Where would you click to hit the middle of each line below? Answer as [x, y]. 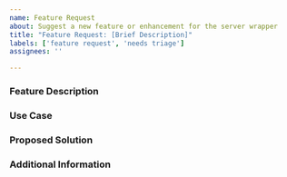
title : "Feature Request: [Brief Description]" [101, 34]
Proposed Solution [51, 140]
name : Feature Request [52, 18]
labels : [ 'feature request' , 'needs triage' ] [97, 43]
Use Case [31, 115]
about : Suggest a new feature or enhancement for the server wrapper [144, 26]
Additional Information [60, 164]
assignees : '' [36, 52]
